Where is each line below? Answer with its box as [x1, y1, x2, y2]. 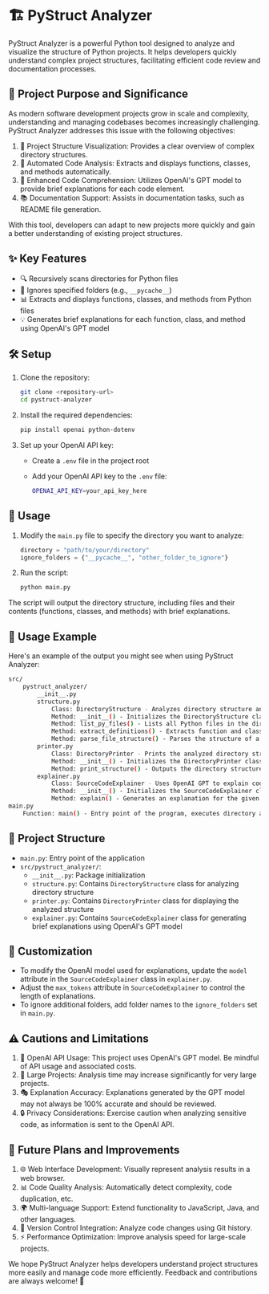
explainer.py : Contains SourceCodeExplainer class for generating [31, 913, 247, 922]
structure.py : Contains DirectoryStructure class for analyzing [31, 878, 239, 888]
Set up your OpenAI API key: [19, 441, 114, 450]
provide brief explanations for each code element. [19, 184, 186, 193]
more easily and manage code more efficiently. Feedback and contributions [8, 1268, 258, 1277]
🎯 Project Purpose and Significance [8, 87, 189, 101]
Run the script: [19, 568, 69, 578]
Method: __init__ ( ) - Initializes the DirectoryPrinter [50, 757, 242, 765]
